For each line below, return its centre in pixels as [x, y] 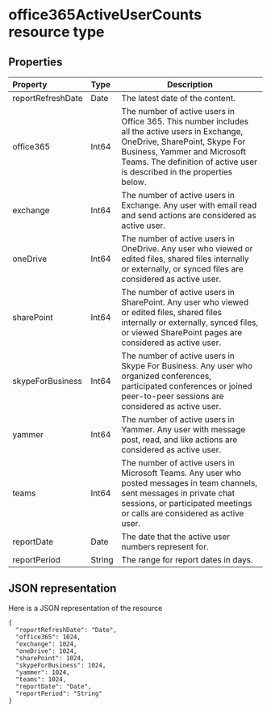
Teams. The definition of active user [190, 162]
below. [134, 182]
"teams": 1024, [41, 679]
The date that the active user [176, 537]
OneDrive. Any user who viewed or [187, 249]
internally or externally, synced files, [190, 322]
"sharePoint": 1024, [50, 658]
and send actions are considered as [189, 215]
